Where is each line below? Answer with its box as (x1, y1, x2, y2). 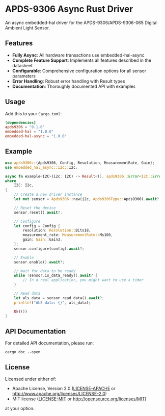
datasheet (12, 62, 33, 68)
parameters (12, 73, 36, 79)
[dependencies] (5, 120, 36, 125)
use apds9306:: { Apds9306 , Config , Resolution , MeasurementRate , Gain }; (5, 160, 155, 165)
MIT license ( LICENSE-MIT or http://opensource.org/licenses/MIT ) (12, 396, 147, 402)
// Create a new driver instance (14, 192, 82, 197)
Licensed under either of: (5, 376, 56, 382)
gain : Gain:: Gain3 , (23, 237, 63, 242)
